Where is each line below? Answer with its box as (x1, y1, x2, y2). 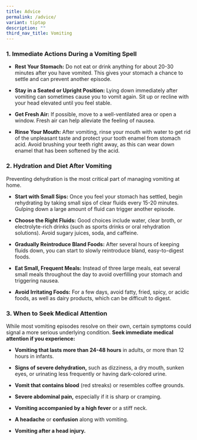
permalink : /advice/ (6, 14, 57, 20)
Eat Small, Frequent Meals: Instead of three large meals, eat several (14, 264, 181, 271)
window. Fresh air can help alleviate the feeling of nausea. (14, 117, 156, 124)
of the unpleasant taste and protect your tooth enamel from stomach (14, 135, 181, 142)
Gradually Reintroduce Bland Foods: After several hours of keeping (14, 240, 180, 247)
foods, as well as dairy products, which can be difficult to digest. (14, 294, 172, 301)
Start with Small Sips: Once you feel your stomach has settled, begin (14, 193, 183, 200)
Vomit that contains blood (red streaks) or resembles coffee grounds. (14, 382, 185, 389)
